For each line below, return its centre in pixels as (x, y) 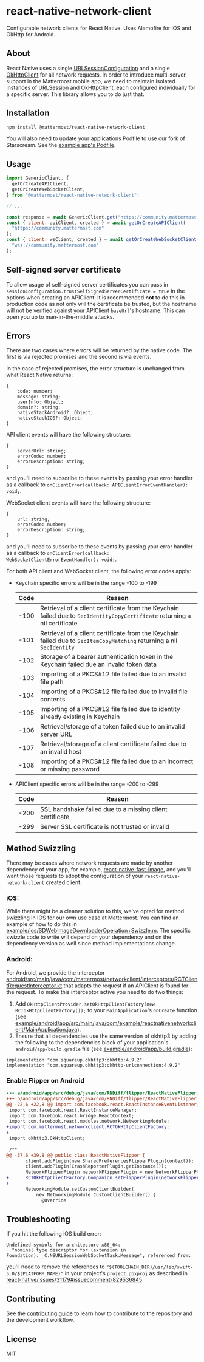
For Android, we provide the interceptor (56, 972)
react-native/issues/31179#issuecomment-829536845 (74, 1280)
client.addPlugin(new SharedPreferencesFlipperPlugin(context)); (110, 1161)
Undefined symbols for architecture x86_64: (63, 1245)
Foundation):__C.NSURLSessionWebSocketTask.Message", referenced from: (99, 1256)
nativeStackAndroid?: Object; (56, 413)
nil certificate (59, 624)
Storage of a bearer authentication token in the (107, 657)
